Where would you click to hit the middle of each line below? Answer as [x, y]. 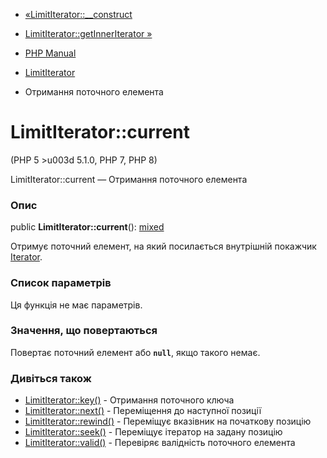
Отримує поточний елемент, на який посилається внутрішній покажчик [163, 246]
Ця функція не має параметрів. [76, 305]
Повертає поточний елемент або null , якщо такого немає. [135, 352]
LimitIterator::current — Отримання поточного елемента [129, 179]
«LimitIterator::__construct [78, 14]
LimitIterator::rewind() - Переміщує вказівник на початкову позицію [168, 421]
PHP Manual [50, 53]
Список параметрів [61, 283]
